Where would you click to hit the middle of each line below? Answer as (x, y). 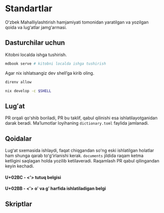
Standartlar (29, 9)
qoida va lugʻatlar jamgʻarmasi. (36, 27)
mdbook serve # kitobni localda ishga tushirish (56, 64)
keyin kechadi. (20, 166)
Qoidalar (18, 139)
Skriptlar (19, 204)
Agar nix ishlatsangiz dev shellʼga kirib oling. (50, 73)
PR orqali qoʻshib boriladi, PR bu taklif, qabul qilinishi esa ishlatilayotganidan (81, 118)
